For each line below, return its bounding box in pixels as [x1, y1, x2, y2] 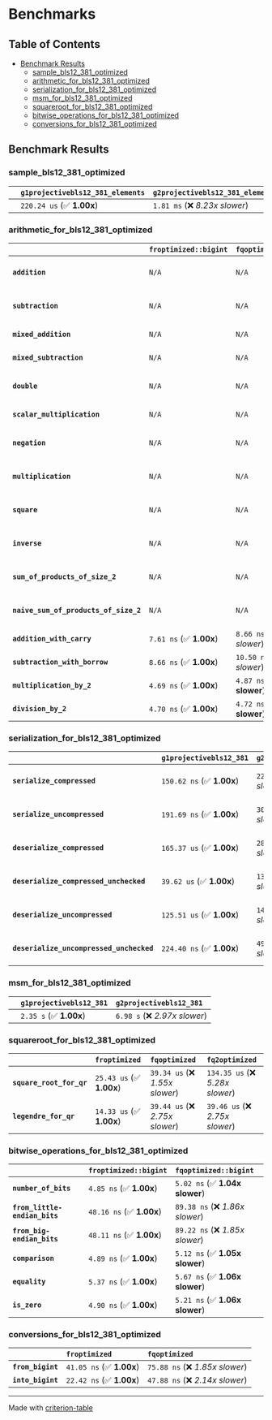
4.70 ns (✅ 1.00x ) [148, 703, 219, 714]
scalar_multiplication [12, 409, 100, 419]
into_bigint [12, 1375, 59, 1385]
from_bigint [12, 1362, 59, 1372]
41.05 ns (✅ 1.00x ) [66, 1362, 140, 1373]
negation [12, 438, 46, 447]
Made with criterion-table [8, 1403, 93, 1413]
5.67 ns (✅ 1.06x [175, 1271, 241, 1283]
